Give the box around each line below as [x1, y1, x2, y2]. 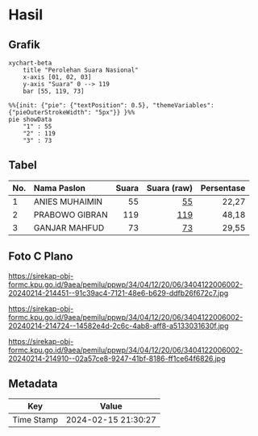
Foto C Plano [8, 250, 73, 264]
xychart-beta [8, 59, 52, 67]
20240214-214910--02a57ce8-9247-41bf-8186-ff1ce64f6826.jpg [8, 353, 226, 363]
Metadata [8, 377, 58, 391]
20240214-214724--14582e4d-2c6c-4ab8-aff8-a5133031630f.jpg [8, 321, 229, 330]
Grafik [8, 38, 40, 52]
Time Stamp [12, 414, 59, 426]
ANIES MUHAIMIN [33, 196, 103, 207]
